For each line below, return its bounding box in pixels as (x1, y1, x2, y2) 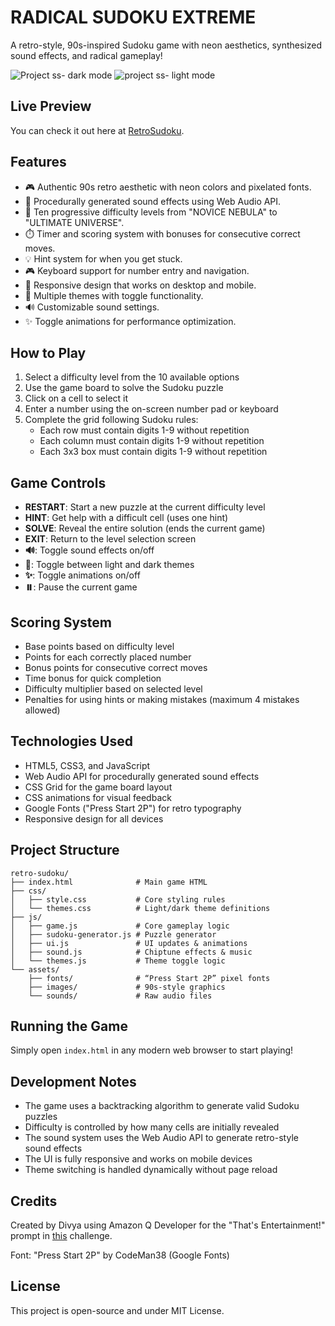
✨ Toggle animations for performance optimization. (24, 315, 237, 327)
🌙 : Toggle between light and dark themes (24, 559, 195, 571)
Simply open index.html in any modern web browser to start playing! (10, 1044, 294, 1056)
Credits (10, 1192, 58, 1210)
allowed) (24, 704, 61, 716)
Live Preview (10, 98, 92, 115)
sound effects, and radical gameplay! (10, 49, 163, 61)
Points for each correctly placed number (24, 651, 192, 663)
